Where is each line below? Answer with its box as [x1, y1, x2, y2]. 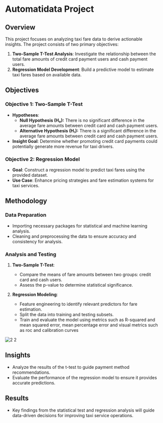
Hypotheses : [12, 112, 39, 118]
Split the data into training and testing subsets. [19, 311, 114, 317]
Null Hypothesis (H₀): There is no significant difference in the [19, 117, 145, 123]
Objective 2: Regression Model [5, 156, 80, 163]
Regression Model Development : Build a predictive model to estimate [12, 66, 154, 72]
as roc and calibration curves [19, 327, 79, 333]
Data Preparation [5, 212, 47, 219]
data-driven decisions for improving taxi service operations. [12, 412, 134, 418]
